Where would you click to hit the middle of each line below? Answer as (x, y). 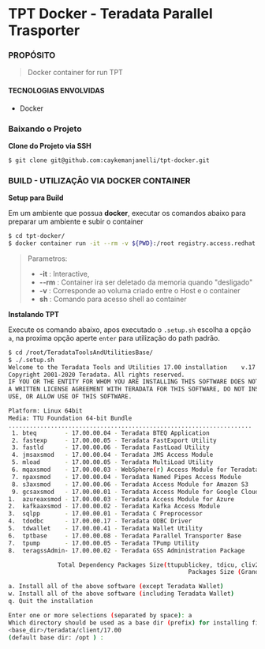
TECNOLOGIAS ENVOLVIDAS (56, 91)
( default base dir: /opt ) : (56, 637)
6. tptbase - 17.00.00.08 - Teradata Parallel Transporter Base (125, 536)
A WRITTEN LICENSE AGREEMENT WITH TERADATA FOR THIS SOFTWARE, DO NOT (127, 389)
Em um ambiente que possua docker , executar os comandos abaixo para (127, 213)
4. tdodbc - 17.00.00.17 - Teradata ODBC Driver (100, 521)
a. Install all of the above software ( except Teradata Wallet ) (116, 587)
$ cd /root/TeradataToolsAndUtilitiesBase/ (81, 353)
